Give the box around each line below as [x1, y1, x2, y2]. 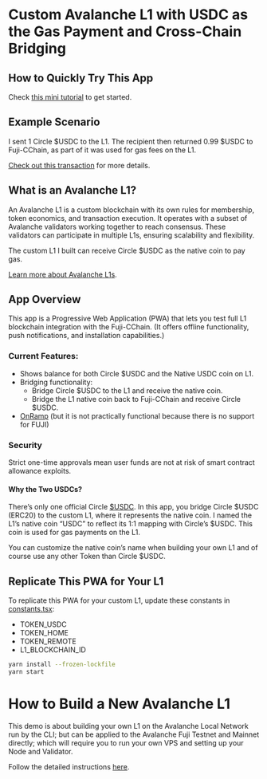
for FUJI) [19, 419, 49, 429]
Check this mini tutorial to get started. [8, 92, 132, 101]
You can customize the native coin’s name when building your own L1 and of [8, 543, 258, 553]
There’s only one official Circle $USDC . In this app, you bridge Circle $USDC [8, 502, 259, 512]
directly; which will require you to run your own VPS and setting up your [8, 738, 245, 747]
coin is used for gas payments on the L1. [8, 528, 141, 537]
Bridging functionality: [19, 377, 93, 387]
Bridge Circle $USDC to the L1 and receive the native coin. [31, 385, 223, 395]
